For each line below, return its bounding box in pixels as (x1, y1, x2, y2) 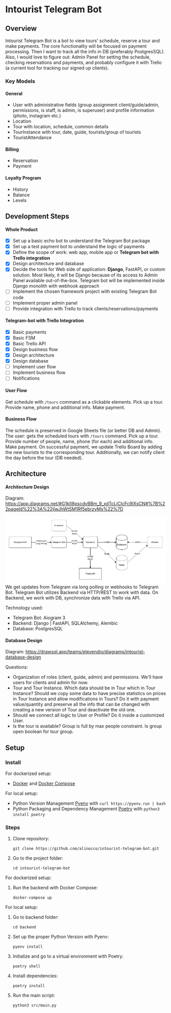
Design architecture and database (12, 261, 84, 267)
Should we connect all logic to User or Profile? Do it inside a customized (12, 712, 164, 719)
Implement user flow (12, 364, 56, 370)
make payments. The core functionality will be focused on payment (5, 43, 147, 49)
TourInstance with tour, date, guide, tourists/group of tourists (12, 129, 141, 135)
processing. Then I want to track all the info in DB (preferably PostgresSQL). (5, 49, 165, 54)
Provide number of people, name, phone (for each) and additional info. (5, 438, 154, 444)
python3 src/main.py (12, 1003, 57, 1008)
